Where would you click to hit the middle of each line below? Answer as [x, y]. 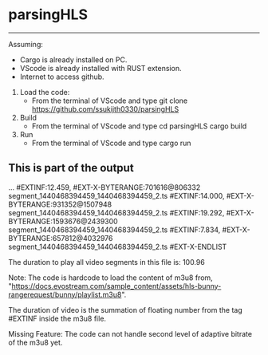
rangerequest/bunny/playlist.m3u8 [65, 294]
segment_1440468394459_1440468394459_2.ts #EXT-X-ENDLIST [118, 247]
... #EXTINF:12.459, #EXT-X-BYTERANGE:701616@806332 [104, 187]
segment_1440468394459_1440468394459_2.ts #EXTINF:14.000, [116, 195]
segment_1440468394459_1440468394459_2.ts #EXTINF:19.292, [116, 212]
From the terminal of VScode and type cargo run [111, 143]
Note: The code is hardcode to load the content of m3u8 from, [110, 278]
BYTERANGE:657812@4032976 [61, 238]
